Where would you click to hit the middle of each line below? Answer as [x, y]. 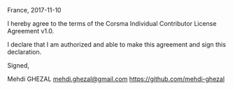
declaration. [24, 52]
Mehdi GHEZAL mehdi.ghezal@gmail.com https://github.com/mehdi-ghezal [116, 79]
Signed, [18, 65]
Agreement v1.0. [31, 31]
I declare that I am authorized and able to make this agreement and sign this [116, 44]
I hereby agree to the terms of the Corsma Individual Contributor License [112, 23]
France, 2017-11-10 [34, 10]
